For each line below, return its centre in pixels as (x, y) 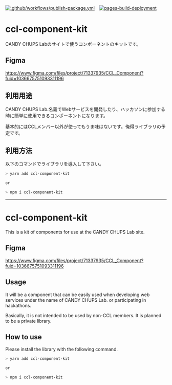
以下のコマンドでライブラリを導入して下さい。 (55, 164)
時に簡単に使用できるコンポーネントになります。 (57, 116)
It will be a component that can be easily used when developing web (78, 295)
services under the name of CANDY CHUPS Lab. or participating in (76, 300)
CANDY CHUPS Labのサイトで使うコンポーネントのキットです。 (73, 44)
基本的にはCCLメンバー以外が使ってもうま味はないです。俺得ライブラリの (83, 126)
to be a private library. (29, 321)
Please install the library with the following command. (61, 350)
